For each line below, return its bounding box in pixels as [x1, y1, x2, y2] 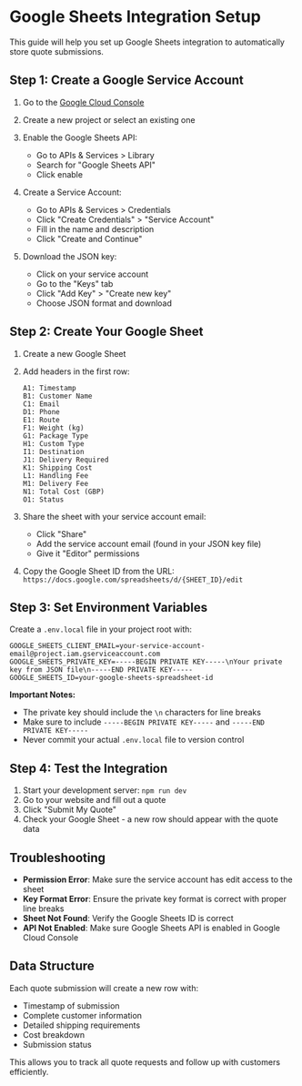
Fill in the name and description [35, 223, 155, 234]
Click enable [35, 168, 84, 179]
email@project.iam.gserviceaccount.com [9, 649, 161, 659]
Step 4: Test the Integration [9, 760, 168, 776]
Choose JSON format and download [35, 298, 173, 309]
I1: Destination [22, 447, 85, 456]
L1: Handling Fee [22, 471, 89, 480]
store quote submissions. [9, 46, 105, 56]
